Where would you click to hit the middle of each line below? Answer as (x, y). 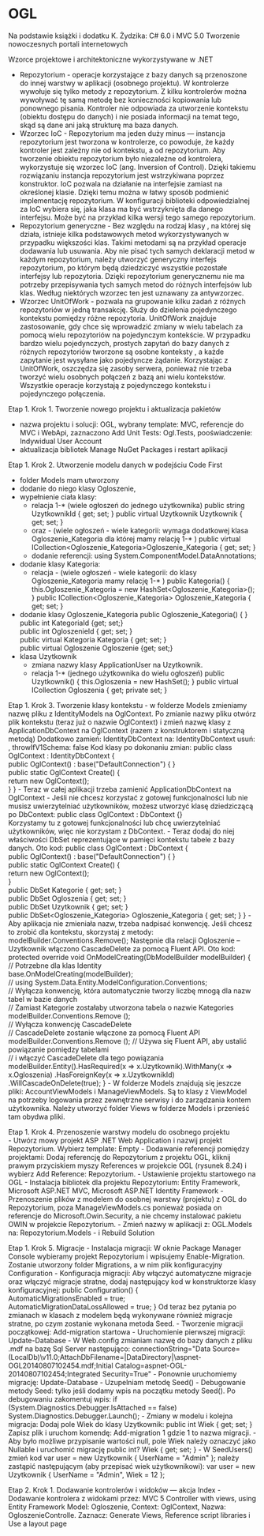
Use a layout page (37, 1523)
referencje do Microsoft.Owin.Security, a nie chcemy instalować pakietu (125, 1216)
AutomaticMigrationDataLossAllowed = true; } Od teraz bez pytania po (122, 1306)
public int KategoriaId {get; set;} (71, 623)
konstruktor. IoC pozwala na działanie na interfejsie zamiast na (121, 183)
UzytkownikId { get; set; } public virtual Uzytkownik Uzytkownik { (137, 514)
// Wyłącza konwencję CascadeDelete (70, 1024)
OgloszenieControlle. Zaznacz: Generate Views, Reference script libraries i (129, 1515)
